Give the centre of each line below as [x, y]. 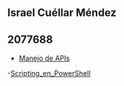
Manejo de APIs [44, 59]
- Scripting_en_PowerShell [49, 73]
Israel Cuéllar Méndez [62, 13]
